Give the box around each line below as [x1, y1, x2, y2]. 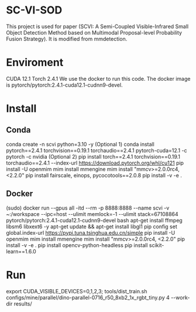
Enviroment [6, 56, 64, 69]
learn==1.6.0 [6, 248, 36, 255]
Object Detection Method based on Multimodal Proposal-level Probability [6, 29, 183, 36]
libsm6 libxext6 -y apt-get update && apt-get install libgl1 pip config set [6, 223, 177, 230]
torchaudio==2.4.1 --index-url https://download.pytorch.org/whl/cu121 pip [6, 159, 184, 166]
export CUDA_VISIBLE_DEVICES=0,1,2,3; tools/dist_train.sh [6, 287, 147, 294]
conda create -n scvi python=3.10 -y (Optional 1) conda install [6, 140, 155, 148]
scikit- [149, 241, 164, 249]
